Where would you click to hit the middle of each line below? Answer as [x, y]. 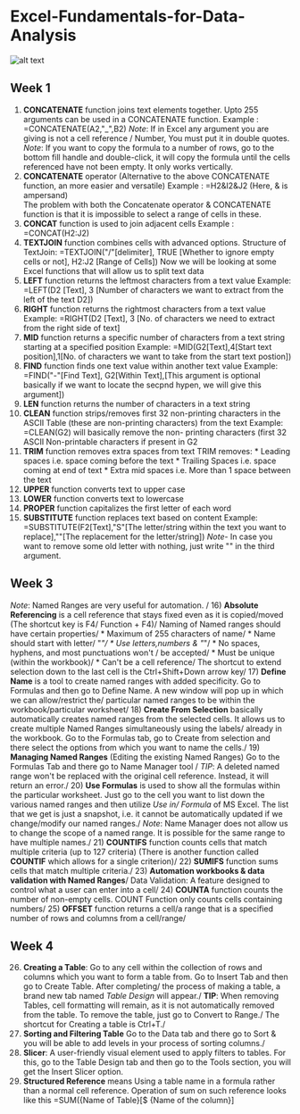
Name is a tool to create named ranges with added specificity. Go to [136, 681]
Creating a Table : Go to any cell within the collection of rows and [142, 968]
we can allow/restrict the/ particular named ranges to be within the [133, 700]
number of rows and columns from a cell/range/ [98, 918]
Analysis [43, 35]
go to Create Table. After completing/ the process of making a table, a [151, 986]
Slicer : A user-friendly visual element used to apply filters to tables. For [154, 1053]
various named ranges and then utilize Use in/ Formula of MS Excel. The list [150, 804]
